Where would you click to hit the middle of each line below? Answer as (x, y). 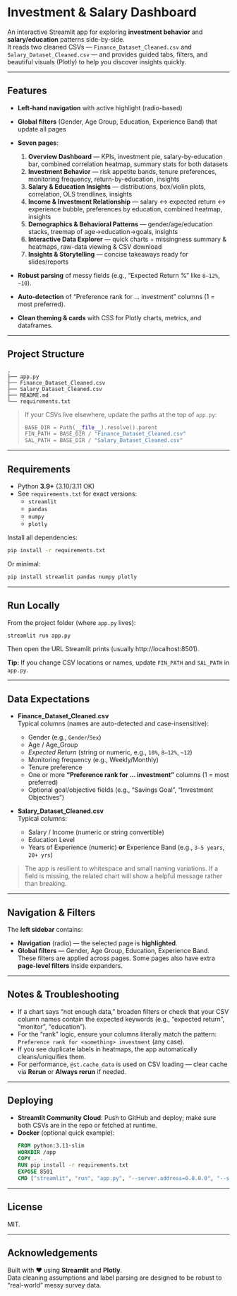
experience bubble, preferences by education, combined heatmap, (125, 209)
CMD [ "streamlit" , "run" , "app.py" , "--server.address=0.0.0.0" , (115, 1179)
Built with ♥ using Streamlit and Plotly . (65, 1270)
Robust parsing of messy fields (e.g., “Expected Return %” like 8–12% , (119, 275)
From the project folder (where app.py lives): (72, 622)
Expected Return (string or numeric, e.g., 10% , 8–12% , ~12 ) (110, 752)
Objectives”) (46, 798)
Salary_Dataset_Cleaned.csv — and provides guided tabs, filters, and (108, 54)
